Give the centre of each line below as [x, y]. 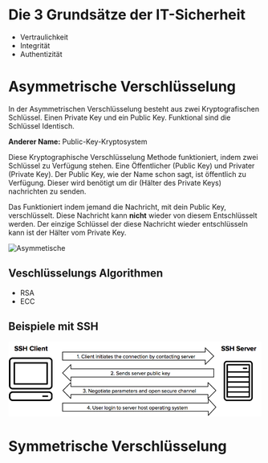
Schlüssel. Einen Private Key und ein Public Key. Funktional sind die [120, 117]
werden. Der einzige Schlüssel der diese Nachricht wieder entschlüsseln [128, 223]
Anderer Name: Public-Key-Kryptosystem [78, 141]
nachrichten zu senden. [47, 191]
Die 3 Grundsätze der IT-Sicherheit [127, 15]
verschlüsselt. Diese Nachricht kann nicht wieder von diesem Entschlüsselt [133, 215]
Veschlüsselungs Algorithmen [86, 274]
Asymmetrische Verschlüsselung [122, 87]
